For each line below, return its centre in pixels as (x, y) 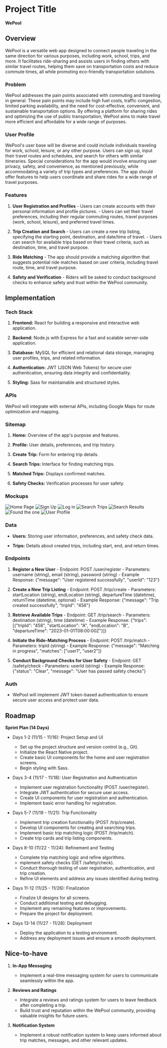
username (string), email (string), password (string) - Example (76, 574)
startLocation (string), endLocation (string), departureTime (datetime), (84, 595)
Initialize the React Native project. (54, 752)
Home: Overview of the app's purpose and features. (66, 435)
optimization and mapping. (32, 411)
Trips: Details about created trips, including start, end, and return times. (86, 545)
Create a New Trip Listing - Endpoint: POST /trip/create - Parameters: (84, 589)
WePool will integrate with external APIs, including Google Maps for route (80, 406)
